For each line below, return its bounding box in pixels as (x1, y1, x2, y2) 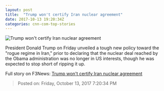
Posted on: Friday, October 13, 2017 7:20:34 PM (17, 80, 117, 86)
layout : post (5, 7, 33, 13)
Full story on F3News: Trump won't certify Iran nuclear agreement (5, 71, 143, 77)
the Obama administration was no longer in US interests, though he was (5, 56, 155, 62)
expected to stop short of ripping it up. (5, 61, 86, 67)
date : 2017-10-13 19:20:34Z (5, 17, 65, 22)
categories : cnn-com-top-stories (5, 21, 76, 27)
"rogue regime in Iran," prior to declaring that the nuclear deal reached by (5, 50, 158, 56)
